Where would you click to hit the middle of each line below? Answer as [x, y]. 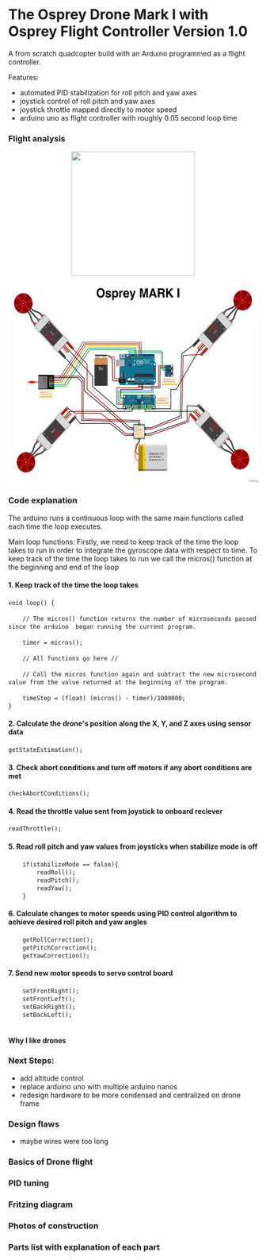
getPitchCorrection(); [60, 948]
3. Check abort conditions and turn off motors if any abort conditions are [130, 767]
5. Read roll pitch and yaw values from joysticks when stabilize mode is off [133, 846]
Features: [24, 77]
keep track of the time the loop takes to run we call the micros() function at [130, 558]
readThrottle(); [35, 829]
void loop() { [32, 603]
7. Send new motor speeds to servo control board [91, 973]
